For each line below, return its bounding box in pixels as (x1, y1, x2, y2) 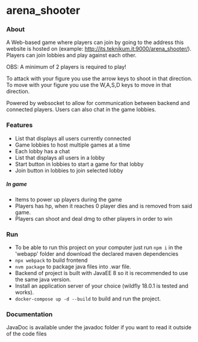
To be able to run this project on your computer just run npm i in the (14, 244, 182, 251)
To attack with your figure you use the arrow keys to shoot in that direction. (6, 75, 193, 82)
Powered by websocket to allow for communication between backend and (6, 100, 190, 107)
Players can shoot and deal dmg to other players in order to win (14, 215, 173, 222)
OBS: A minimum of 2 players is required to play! (6, 63, 126, 71)
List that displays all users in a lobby (14, 154, 105, 161)
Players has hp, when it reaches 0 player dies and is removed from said (14, 202, 193, 209)
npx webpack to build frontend (14, 257, 88, 264)
